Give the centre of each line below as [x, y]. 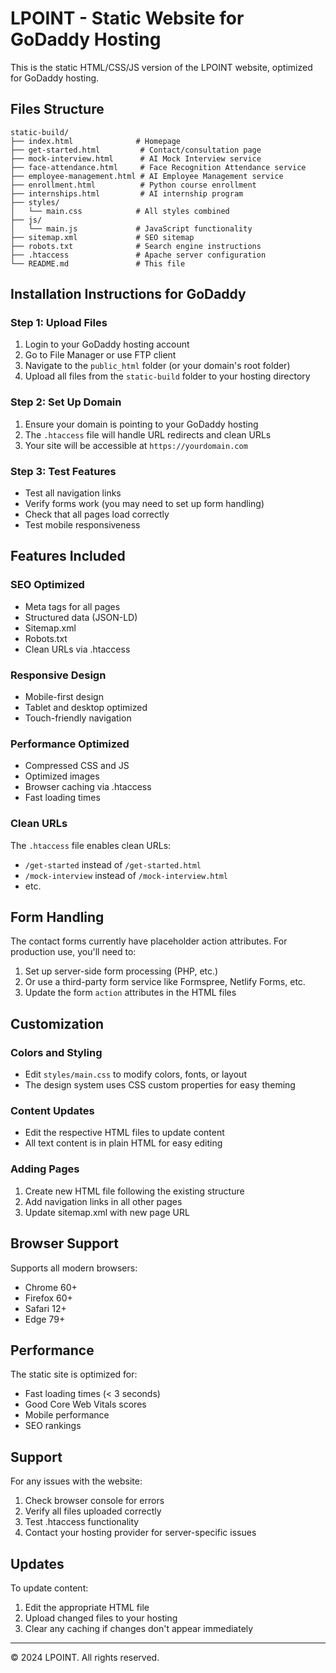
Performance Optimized [70, 744]
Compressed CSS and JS [77, 766]
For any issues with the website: [76, 1481]
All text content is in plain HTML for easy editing [123, 1143]
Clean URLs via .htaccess [77, 649]
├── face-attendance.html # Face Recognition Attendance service [158, 167]
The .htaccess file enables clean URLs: [91, 845]
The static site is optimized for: [74, 1374]
